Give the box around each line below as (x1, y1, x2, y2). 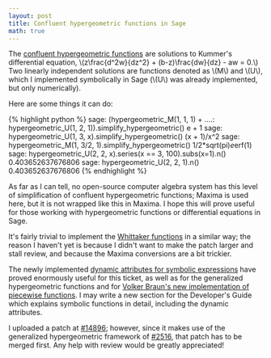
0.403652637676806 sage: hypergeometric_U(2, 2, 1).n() (8, 158, 200, 167)
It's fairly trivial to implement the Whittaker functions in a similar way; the (8, 232, 252, 242)
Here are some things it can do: (8, 99, 113, 109)
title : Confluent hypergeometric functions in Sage (8, 19, 186, 27)
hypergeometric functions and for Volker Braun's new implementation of (8, 282, 249, 292)
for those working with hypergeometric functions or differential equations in (8, 208, 261, 217)
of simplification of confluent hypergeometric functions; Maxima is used (8, 191, 249, 200)
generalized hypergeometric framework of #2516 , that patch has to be (8, 332, 243, 342)
